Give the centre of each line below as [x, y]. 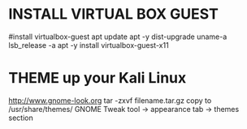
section [21, 118]
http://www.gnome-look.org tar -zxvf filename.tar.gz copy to [110, 100]
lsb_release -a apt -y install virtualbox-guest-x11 [89, 45]
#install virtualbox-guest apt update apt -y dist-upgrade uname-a [118, 37]
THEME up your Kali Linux [97, 78]
